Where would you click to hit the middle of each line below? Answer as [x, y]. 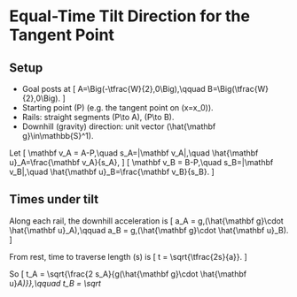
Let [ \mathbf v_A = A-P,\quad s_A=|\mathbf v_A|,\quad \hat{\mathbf [134, 153]
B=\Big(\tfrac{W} [238, 89]
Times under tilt [54, 199]
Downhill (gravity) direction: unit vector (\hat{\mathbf [119, 126]
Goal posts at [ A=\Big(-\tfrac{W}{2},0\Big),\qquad [113, 89]
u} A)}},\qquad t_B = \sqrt [55, 283]
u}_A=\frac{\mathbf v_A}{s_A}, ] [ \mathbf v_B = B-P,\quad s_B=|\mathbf [141, 162]
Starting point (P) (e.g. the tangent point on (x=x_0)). [118, 107]
